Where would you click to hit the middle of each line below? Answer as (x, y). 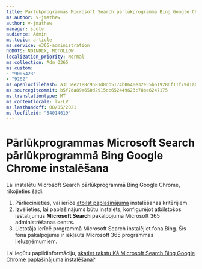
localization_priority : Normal (45, 57)
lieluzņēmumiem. (36, 241)
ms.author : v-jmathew (33, 17)
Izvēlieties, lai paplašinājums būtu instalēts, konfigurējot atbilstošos (98, 209)
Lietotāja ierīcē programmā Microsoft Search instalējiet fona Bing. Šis (100, 229)
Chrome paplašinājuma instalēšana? (51, 259)
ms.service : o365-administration (48, 46)
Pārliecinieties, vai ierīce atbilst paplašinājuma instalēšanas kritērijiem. (102, 203)
